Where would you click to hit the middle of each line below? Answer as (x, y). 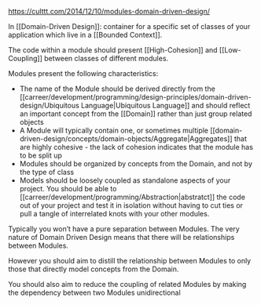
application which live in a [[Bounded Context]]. (85, 35)
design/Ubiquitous (50, 105)
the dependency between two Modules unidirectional (94, 292)
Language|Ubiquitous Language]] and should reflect (166, 105)
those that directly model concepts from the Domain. (94, 269)
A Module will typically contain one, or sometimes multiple (114, 130)
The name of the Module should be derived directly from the (118, 89)
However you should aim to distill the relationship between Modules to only (130, 261)
